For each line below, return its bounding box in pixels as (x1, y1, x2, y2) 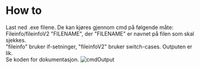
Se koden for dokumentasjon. (5, 56, 79, 63)
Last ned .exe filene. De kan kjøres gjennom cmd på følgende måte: (5, 24, 173, 31)
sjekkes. (5, 36, 27, 44)
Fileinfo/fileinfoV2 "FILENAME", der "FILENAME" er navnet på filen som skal (5, 30, 195, 37)
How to (5, 4, 42, 18)
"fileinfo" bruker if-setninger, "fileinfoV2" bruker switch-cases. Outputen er (5, 43, 193, 50)
